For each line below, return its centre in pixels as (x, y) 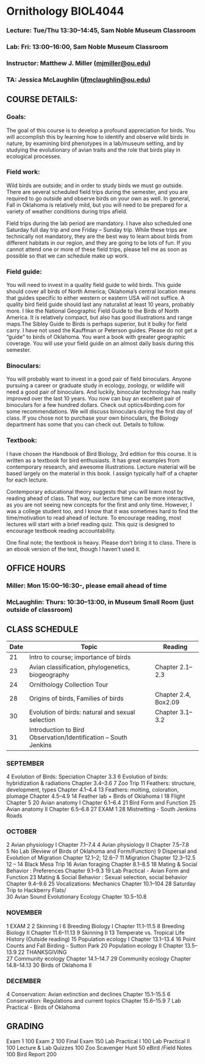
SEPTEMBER (25, 763)
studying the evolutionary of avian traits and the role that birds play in (94, 150)
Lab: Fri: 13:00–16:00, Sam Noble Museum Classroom (87, 47)
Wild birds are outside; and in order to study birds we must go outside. (95, 185)
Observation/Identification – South (78, 737)
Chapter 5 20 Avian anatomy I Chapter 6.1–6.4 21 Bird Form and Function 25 (101, 803)
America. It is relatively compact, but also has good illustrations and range (99, 318)
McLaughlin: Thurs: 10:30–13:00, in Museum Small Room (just (100, 602)
